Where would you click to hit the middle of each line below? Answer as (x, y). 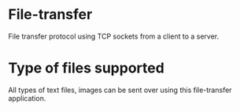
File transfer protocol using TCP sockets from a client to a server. (114, 36)
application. (27, 98)
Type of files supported (87, 68)
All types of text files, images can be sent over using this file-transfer (120, 90)
